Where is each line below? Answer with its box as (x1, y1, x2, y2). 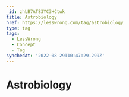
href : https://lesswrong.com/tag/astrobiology (6, 20, 124, 25)
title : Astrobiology (6, 14, 58, 20)
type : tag (6, 25, 31, 31)
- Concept (11, 42, 36, 48)
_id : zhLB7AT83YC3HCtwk (6, 8, 65, 15)
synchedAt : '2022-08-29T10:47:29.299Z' (6, 53, 105, 59)
